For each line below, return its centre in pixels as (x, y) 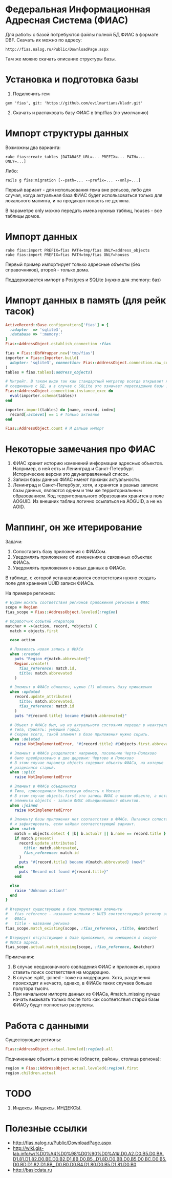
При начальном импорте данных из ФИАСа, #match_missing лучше (86, 994)
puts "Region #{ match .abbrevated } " (52, 659)
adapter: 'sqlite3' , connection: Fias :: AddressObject (68, 363)
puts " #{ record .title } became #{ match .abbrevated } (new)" (82, 862)
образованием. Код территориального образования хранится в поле (88, 496)
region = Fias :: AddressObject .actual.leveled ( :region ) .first (72, 1068)
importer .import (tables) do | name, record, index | (60, 410)
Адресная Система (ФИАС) (67, 20)
